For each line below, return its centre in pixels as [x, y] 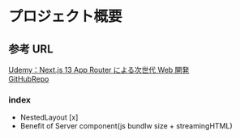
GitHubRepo [29, 79]
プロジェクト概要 [66, 17]
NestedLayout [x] [49, 117]
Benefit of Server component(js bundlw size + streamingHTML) [126, 126]
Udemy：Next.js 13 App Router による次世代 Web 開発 [99, 70]
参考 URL [31, 49]
